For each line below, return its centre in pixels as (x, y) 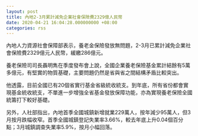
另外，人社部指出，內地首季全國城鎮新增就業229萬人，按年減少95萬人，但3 (98, 112)
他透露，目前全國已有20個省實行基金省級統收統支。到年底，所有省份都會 (95, 85)
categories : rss (26, 28)
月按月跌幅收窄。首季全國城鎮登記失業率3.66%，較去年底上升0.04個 (90, 120)
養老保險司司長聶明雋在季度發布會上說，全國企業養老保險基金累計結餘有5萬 (98, 65)
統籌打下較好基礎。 (30, 100)
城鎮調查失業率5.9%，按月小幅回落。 (70, 127)
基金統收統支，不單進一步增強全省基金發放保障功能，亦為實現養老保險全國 (102, 92)
